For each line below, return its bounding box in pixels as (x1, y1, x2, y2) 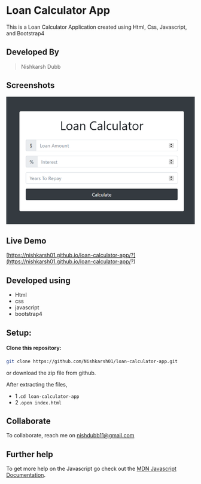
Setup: (6, 327, 32, 338)
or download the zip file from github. (6, 369, 96, 376)
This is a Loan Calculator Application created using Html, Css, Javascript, (6, 23, 187, 31)
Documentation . (6, 471, 46, 479)
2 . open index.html (14, 398, 62, 406)
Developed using (6, 275, 71, 285)
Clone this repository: (6, 345, 62, 352)
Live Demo (6, 236, 47, 246)
